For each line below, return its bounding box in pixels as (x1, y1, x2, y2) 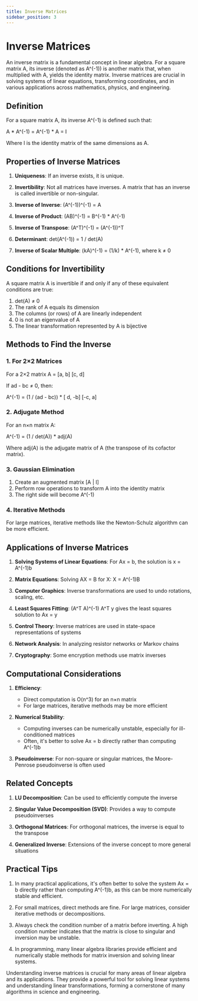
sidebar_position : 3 (6, 14, 57, 20)
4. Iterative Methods (6, 506, 65, 514)
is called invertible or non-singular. (14, 190, 99, 197)
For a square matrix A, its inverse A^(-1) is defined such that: (6, 117, 152, 124)
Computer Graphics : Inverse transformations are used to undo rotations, (14, 587, 192, 594)
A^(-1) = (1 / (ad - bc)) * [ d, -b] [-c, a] (6, 393, 97, 401)
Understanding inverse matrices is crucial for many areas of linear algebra (6, 969, 186, 976)
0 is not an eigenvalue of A (14, 316, 80, 323)
